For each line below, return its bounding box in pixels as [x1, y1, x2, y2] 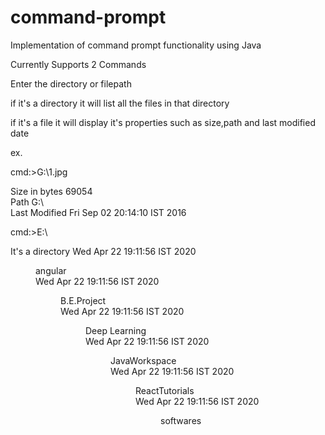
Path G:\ [10, 196, 45, 208]
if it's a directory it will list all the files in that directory [10, 97, 230, 109]
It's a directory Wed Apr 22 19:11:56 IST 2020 [10, 245, 197, 257]
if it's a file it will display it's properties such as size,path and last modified [10, 116, 316, 128]
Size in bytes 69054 [10, 185, 93, 197]
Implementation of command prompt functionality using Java [10, 39, 262, 51]
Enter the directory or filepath [10, 77, 132, 90]
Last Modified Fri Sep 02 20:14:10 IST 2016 [10, 206, 187, 218]
